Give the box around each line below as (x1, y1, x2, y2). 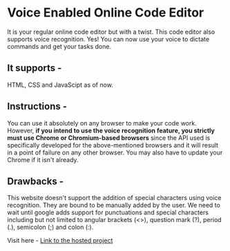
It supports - (7, 62, 62, 74)
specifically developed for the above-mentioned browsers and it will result (7, 141, 219, 149)
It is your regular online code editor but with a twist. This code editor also (7, 28, 215, 36)
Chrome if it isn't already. (7, 155, 79, 163)
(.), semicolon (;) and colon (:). (7, 223, 94, 232)
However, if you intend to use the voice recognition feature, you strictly (7, 126, 215, 134)
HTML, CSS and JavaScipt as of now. (7, 81, 114, 89)
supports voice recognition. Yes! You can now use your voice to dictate (7, 34, 209, 43)
